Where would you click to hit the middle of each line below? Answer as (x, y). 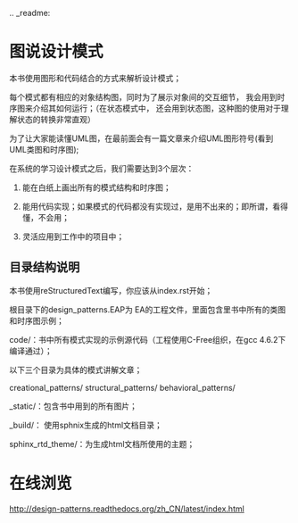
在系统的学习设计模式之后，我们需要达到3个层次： (102, 168)
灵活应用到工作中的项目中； (73, 237)
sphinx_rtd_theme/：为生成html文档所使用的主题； (102, 444)
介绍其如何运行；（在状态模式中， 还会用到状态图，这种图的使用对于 (157, 108)
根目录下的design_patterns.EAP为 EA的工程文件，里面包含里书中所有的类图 (148, 309)
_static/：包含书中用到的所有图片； (74, 406)
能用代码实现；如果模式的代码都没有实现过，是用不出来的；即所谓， (147, 206)
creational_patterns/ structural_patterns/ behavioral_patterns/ (123, 387)
